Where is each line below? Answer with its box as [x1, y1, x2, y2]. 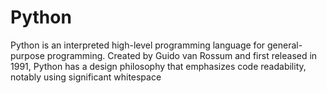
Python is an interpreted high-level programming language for [10, 39, 266, 51]
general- [266, 39, 303, 51]
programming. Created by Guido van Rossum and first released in [46, 49, 318, 61]
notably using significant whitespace [10, 71, 162, 83]
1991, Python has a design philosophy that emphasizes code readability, [10, 60, 307, 72]
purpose [10, 49, 45, 61]
